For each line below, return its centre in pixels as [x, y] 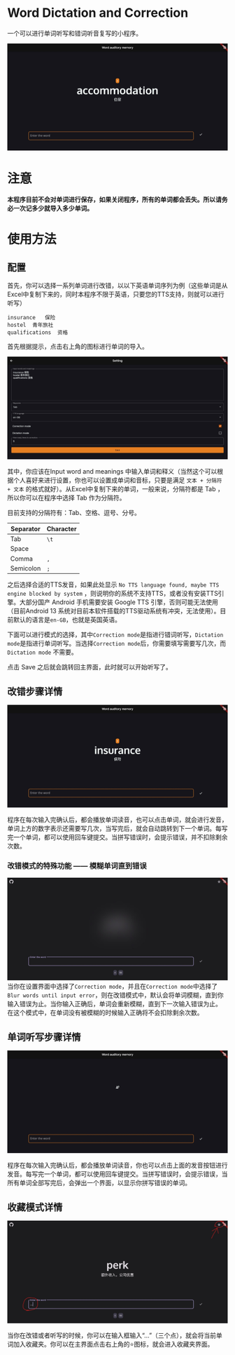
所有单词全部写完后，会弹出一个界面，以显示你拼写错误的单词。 [99, 1183]
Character [62, 528]
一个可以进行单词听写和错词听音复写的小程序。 [74, 33]
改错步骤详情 [35, 692]
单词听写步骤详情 [44, 1037]
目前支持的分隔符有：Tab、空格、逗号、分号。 [74, 513]
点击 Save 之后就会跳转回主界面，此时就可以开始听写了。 [90, 667]
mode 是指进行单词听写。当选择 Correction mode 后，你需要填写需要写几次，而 [117, 643]
